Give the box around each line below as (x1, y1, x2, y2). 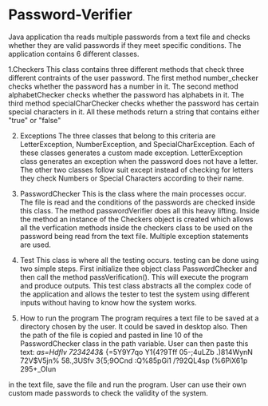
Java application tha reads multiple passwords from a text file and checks (8, 32, 250, 42)
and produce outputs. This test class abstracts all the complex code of (19, 281, 252, 290)
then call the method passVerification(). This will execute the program (19, 272, 249, 281)
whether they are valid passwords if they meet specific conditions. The (8, 40, 242, 50)
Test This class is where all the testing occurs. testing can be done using (19, 255, 259, 265)
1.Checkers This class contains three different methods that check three (8, 64, 245, 74)
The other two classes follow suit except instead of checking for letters (19, 165, 254, 174)
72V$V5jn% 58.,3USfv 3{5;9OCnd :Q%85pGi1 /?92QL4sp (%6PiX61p (19, 356, 248, 365)
